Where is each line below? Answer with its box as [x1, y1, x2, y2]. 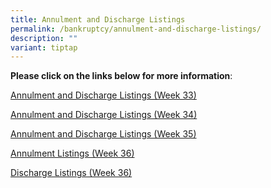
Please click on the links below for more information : [10, 70, 233, 82]
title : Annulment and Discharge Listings [10, 14, 186, 25]
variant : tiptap [10, 42, 78, 53]
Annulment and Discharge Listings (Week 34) [10, 109, 198, 121]
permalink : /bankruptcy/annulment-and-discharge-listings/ [10, 24, 262, 34]
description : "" [10, 33, 78, 43]
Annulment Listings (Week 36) [10, 147, 135, 160]
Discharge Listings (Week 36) [10, 167, 133, 179]
